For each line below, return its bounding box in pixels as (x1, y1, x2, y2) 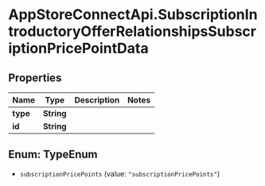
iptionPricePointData (8, 40, 149, 57)
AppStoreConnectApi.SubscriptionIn (8, 6, 258, 24)
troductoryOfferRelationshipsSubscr (8, 22, 257, 41)
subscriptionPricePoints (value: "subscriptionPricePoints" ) (19, 169, 220, 178)
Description (74, 95, 120, 105)
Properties (8, 71, 62, 84)
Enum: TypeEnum (8, 148, 98, 161)
